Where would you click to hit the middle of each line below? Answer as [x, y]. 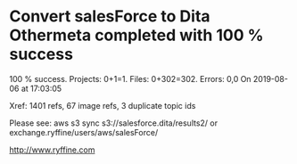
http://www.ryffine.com [52, 150]
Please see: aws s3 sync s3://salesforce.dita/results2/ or [114, 123]
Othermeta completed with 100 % [136, 35]
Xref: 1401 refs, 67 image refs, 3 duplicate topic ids [103, 105]
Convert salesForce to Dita [110, 16]
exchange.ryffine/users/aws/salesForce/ [84, 132]
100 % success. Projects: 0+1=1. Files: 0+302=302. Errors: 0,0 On [130, 78]
